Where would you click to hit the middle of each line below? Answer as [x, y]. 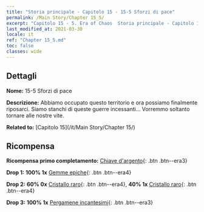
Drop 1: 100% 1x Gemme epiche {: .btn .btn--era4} [69, 173]
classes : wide [24, 52]
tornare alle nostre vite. [36, 115]
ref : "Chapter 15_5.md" [36, 40]
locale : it [20, 35]
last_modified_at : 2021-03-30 [45, 29]
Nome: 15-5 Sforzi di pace [39, 91]
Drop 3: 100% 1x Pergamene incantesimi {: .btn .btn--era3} [80, 203]
